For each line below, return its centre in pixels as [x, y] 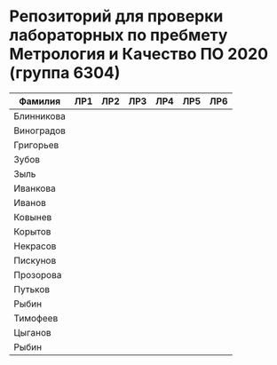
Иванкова [35, 188]
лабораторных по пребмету [119, 35]
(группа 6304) [65, 73]
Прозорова [38, 274]
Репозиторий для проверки [116, 16]
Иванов [30, 202]
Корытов [32, 231]
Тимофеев [36, 318]
